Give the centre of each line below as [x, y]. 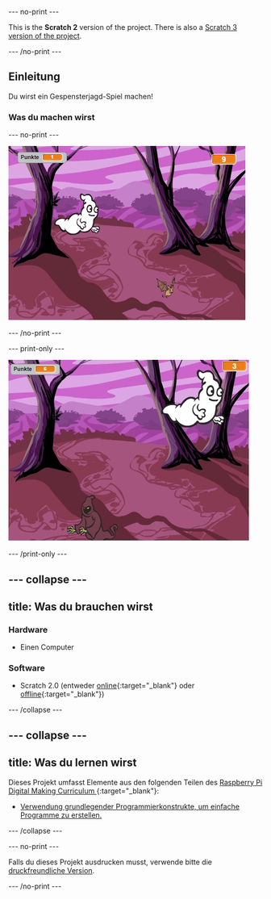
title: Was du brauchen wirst [81, 606]
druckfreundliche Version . [52, 870]
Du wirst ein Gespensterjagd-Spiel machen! [81, 96]
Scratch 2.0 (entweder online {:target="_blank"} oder [107, 686]
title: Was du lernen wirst [73, 763]
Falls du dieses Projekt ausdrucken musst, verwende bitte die [110, 862]
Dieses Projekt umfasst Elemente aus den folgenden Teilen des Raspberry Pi [135, 782]
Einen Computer [47, 647]
